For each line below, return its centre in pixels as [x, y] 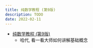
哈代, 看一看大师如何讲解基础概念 [54, 40]
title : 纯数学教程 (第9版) [30, 10]
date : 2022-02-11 [23, 19]
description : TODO [24, 14]
